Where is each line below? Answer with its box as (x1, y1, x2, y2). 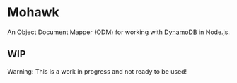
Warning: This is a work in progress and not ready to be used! (7, 67, 187, 75)
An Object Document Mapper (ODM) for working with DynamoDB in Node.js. (7, 28, 230, 36)
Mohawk (7, 4, 59, 21)
